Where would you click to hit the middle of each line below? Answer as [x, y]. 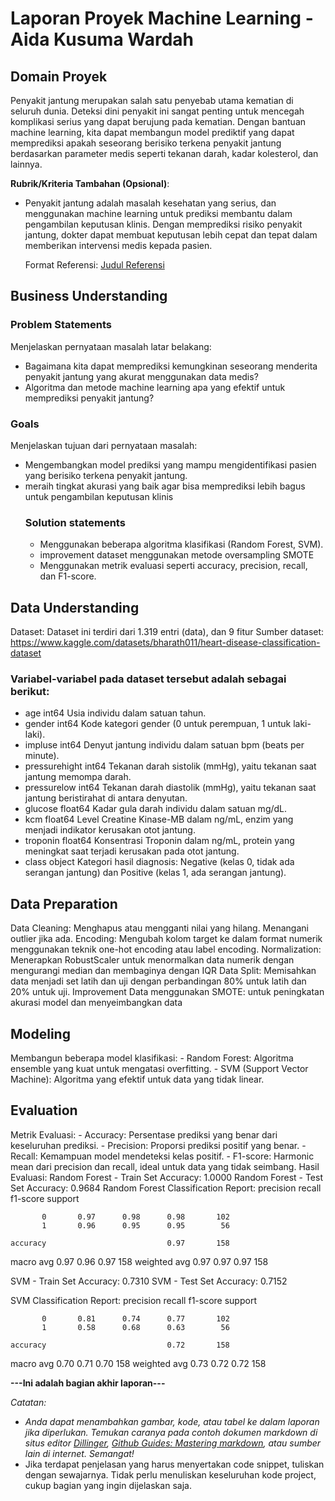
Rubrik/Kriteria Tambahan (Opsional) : [90, 183]
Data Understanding [75, 607]
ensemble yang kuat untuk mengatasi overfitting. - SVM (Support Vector [159, 1069]
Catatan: [28, 1402]
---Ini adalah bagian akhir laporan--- [88, 1383]
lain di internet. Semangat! [79, 1453]
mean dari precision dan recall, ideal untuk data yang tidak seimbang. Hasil [165, 1166]
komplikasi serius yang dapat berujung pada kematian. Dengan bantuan [158, 121]
